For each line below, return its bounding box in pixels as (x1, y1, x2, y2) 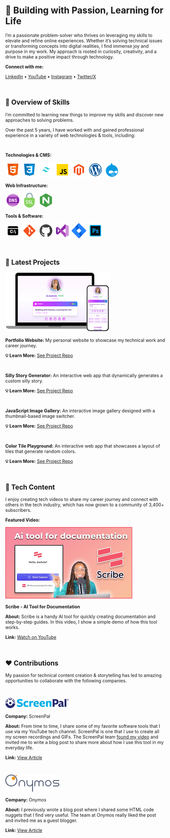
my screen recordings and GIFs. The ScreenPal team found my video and (5, 734, 159, 740)
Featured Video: (5, 517, 40, 523)
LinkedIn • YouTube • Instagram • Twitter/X (5, 73, 96, 79)
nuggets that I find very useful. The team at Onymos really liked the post (5, 812, 156, 818)
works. (5, 625, 20, 631)
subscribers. (5, 507, 31, 513)
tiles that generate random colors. (5, 448, 76, 454)
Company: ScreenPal (5, 713, 51, 720)
